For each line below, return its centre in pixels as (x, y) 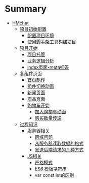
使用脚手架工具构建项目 (52, 42)
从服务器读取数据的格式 (59, 143)
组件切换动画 (40, 86)
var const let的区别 (54, 175)
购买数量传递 (48, 118)
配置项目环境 (40, 35)
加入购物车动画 (50, 111)
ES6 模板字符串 (51, 169)
